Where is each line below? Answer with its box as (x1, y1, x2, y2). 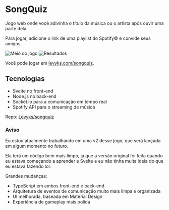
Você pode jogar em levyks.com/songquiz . (5, 60, 94, 66)
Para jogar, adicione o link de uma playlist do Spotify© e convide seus (5, 35, 151, 41)
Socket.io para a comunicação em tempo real (12, 98, 107, 104)
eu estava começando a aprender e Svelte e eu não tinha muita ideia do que (5, 158, 164, 164)
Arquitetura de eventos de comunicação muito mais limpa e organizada (12, 188, 161, 194)
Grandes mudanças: (5, 173, 47, 179)
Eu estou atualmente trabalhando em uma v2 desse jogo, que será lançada (5, 138, 161, 144)
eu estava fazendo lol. (5, 163, 51, 169)
